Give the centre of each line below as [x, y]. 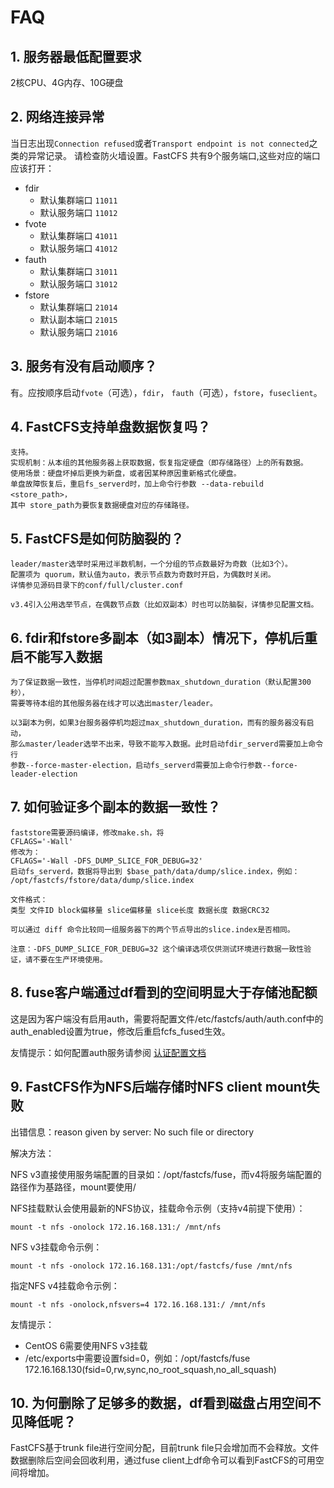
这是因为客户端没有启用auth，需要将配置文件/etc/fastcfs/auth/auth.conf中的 [167, 1018]
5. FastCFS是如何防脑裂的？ [97, 538]
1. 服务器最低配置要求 [76, 56]
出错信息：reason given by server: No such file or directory [132, 1132]
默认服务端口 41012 [78, 248]
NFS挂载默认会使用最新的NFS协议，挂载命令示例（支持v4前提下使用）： [158, 1208]
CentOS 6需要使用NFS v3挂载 [86, 1345]
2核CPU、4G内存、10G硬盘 [67, 82]
